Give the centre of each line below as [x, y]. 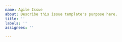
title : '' [15, 19]
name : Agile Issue [24, 10]
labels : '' [16, 23]
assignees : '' [20, 28]
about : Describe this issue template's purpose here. [61, 14]
